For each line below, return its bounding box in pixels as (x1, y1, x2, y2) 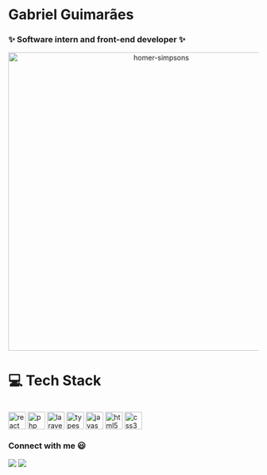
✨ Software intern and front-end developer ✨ (8, 34, 186, 45)
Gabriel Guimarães (8, 6, 134, 24)
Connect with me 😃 (8, 440, 86, 451)
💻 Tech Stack (8, 372, 102, 389)
